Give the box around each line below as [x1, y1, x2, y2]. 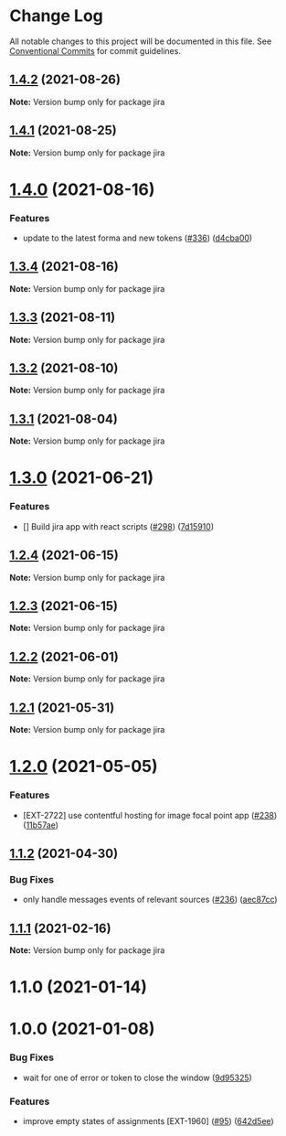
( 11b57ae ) [22, 820, 59, 831]
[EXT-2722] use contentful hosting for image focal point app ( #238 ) [22, 809, 278, 820]
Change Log [9, 5, 103, 27]
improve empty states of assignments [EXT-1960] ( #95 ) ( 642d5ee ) [22, 1115, 274, 1126]
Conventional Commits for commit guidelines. [9, 45, 181, 56]
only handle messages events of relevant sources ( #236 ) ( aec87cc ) [22, 894, 278, 906]
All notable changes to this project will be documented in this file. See [9, 36, 272, 47]
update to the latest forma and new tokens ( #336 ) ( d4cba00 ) [22, 232, 253, 243]
